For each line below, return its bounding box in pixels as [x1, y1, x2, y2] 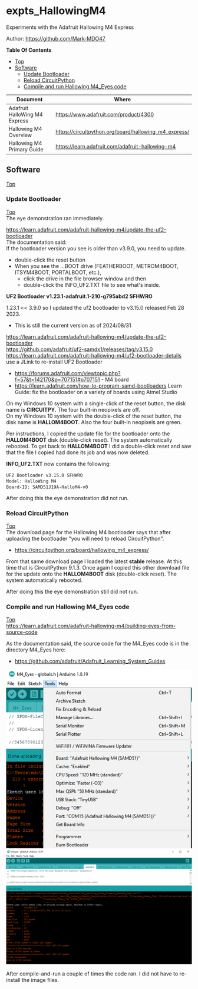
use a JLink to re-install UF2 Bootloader [6, 358, 103, 365]
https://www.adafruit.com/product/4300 [55, 111, 154, 118]
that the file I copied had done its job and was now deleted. [6, 449, 150, 456]
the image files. [21, 976, 59, 983]
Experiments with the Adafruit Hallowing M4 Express [6, 24, 134, 31]
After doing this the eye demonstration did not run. [6, 494, 129, 501]
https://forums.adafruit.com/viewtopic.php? [14, 369, 121, 376]
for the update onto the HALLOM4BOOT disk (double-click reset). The [6, 570, 177, 578]
